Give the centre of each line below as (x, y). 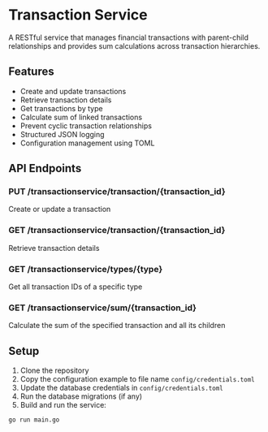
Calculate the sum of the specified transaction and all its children (117, 326)
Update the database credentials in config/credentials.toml (121, 388)
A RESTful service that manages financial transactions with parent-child (129, 37)
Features (31, 72)
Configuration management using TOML (87, 143)
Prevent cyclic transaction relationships (86, 125)
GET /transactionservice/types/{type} (86, 269)
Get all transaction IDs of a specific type (76, 287)
